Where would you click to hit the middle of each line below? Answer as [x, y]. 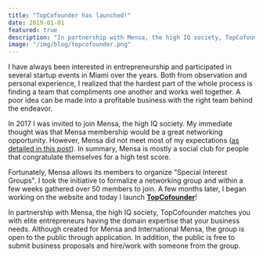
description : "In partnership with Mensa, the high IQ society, [115, 37]
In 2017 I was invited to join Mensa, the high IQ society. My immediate [120, 124]
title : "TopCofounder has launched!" [70, 15]
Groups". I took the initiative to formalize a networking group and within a [126, 180]
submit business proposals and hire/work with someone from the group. [124, 246]
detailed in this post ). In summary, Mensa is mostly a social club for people [128, 149]
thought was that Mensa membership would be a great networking [115, 132]
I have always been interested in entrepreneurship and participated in [120, 67]
